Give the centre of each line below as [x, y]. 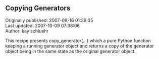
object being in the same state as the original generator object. [70, 51]
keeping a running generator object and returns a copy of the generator [79, 46]
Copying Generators [38, 8]
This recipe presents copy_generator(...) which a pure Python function [78, 40]
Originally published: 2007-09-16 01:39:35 [49, 20]
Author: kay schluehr [27, 31]
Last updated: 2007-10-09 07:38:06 [42, 25]
